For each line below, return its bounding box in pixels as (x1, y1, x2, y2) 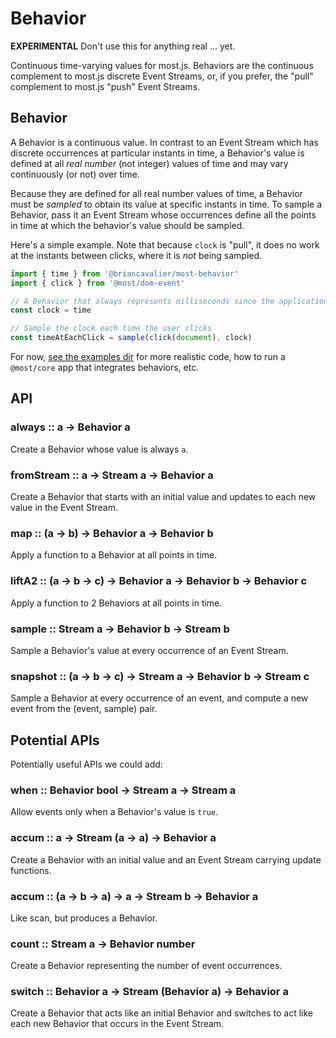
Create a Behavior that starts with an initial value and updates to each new (10, 490, 317, 502)
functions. (10, 864, 52, 876)
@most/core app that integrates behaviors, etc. (10, 362, 200, 373)
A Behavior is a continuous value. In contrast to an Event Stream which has (10, 136, 319, 148)
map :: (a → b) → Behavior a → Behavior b (10, 526, 214, 540)
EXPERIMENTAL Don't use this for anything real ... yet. (10, 40, 236, 52)
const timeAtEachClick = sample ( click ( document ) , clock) (10, 333, 253, 343)
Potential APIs (10, 732, 100, 749)
